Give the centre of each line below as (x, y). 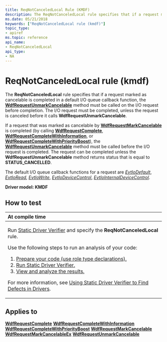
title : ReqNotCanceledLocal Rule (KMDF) (48, 10)
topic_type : (17, 28)
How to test (23, 203)
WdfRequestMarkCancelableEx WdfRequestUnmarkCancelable (72, 334)
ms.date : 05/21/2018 (27, 19)
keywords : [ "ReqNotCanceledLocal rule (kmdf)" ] (55, 24)
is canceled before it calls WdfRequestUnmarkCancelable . (66, 116)
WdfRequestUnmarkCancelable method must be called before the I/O (78, 147)
